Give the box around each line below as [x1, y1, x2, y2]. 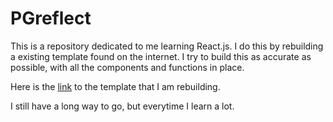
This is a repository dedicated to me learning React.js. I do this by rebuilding [10, 40, 324, 52]
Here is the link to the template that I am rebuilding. [10, 80, 221, 92]
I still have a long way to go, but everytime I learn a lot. [10, 100, 235, 112]
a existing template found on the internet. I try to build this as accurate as [10, 50, 312, 62]
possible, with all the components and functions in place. [10, 61, 245, 73]
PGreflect [10, 7, 92, 30]
